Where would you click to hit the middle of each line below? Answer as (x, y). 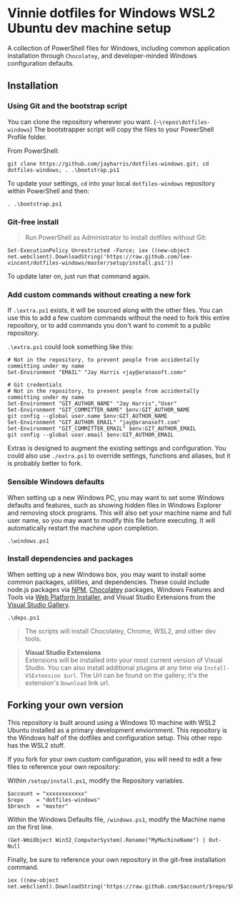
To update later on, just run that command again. (79, 276)
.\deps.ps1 (24, 618)
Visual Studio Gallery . (39, 604)
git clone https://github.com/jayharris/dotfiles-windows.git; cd (108, 164)
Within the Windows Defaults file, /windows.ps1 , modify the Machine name (116, 819)
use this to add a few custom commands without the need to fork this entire (119, 318)
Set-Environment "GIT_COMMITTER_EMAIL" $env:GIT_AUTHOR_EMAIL (102, 429)
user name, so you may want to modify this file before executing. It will (111, 520)
